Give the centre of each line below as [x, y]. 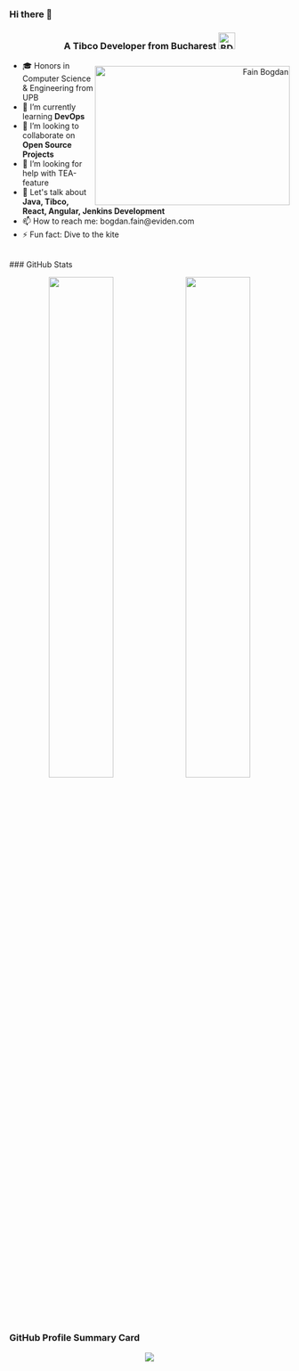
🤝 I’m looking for [52, 164]
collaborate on [48, 135]
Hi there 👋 [31, 14]
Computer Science [57, 78]
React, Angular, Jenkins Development [93, 211]
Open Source [47, 145]
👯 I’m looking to [51, 126]
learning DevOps [53, 117]
